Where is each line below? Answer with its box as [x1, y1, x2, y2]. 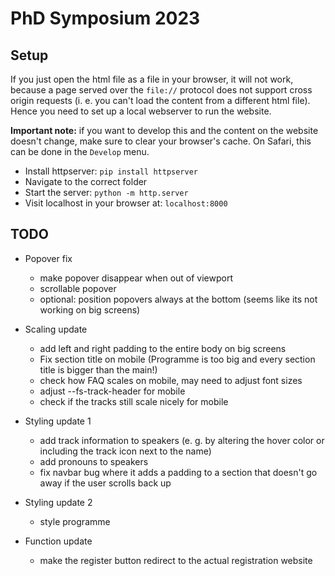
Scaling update [24, 323, 88, 335]
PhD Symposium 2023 [10, 7, 201, 30]
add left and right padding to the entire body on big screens [39, 342, 287, 354]
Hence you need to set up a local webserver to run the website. [10, 105, 272, 117]
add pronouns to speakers [39, 455, 149, 467]
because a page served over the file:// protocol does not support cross [10, 84, 313, 96]
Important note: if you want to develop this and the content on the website [10, 125, 319, 136]
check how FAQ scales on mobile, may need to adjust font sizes [39, 374, 303, 386]
